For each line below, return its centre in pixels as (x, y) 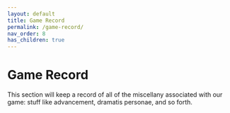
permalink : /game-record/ (45, 27)
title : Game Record (36, 20)
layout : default (31, 14)
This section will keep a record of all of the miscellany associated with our (115, 95)
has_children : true (36, 40)
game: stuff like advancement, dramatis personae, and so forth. (100, 102)
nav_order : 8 (27, 34)
